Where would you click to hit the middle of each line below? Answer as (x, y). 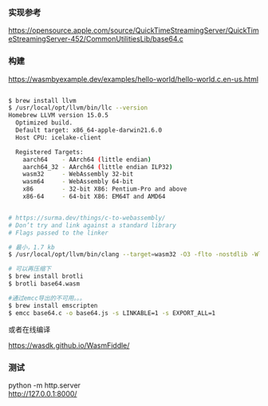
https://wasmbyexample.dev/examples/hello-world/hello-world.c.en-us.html (134, 79)
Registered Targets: (49, 152)
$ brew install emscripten (53, 305)
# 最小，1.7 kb (32, 247)
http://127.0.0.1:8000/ (43, 393)
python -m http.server (45, 385)
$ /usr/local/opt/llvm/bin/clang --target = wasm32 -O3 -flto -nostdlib (128, 254)
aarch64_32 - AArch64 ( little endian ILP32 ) (98, 167)
